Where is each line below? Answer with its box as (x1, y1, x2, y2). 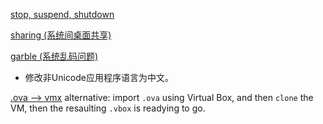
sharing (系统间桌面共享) (10, 29, 112, 41)
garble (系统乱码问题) (10, 50, 99, 62)
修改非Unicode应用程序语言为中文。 (24, 72, 175, 83)
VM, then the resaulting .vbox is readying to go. (10, 102, 206, 114)
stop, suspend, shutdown (10, 9, 115, 20)
